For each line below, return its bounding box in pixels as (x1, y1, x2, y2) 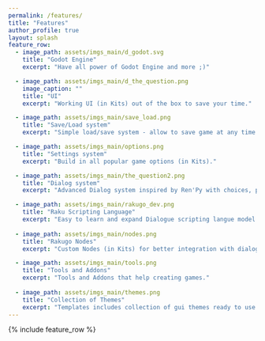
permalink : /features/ (8, 11, 83, 20)
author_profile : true (8, 26, 80, 34)
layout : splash (8, 33, 58, 42)
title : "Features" (8, 19, 69, 27)
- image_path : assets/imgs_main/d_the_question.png (15, 77, 189, 85)
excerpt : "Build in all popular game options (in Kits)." (22, 157, 217, 165)
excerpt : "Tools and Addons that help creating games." (22, 274, 211, 282)
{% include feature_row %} (8, 325, 96, 335)
